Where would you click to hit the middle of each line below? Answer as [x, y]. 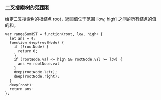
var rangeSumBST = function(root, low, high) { [54, 34]
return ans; [22, 89]
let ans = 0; [23, 39]
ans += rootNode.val [39, 64]
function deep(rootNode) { [37, 43]
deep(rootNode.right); [37, 77]
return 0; [28, 51]
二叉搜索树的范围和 [27, 7]
